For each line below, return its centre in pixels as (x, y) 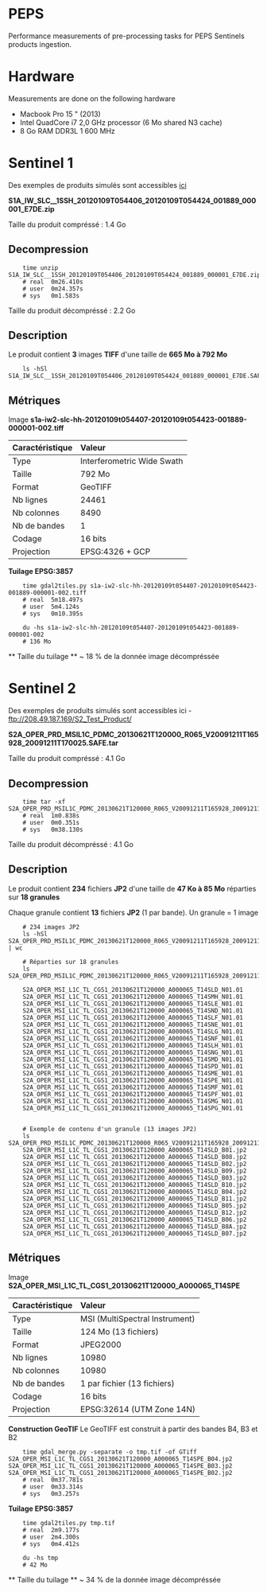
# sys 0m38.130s (53, 829)
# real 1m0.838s (51, 816)
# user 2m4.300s (51, 1537)
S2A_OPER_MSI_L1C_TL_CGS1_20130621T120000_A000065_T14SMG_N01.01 (133, 1101)
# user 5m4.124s (51, 607)
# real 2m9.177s (51, 1530)
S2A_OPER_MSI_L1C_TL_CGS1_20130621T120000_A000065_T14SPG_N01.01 (133, 1108)
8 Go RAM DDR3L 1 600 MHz (67, 131)
